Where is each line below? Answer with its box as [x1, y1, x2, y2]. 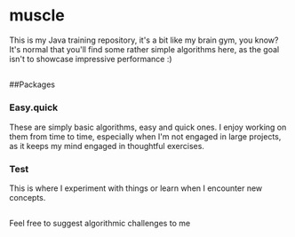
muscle [9, 5, 65, 26]
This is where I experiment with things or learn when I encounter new [9, 183, 263, 194]
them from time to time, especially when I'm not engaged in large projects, [9, 130, 282, 142]
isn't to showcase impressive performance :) [9, 53, 172, 64]
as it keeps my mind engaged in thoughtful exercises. [9, 140, 204, 151]
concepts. [9, 192, 46, 202]
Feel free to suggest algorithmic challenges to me [9, 218, 191, 229]
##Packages [9, 79, 56, 90]
